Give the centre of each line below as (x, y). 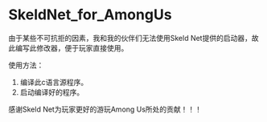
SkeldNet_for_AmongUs (90, 15)
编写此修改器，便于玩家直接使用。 (72, 48)
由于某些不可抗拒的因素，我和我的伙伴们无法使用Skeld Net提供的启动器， (130, 38)
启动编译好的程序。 (52, 92)
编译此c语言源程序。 (54, 82)
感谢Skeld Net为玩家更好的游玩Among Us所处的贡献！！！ (105, 109)
